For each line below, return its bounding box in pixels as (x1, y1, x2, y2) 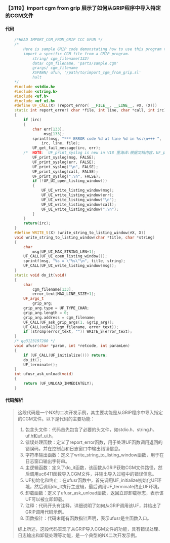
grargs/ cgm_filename (32, 65, 78, 70)
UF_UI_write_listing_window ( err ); (41, 192, 114, 198)
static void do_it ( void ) (14, 273, 67, 278)
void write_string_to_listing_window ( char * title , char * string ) (14, 235, 155, 240)
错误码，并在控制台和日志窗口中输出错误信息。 (25, 445, 123, 451)
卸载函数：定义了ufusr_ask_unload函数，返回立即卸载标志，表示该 (25, 490, 164, 496)
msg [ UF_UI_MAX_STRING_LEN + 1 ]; (32, 249, 96, 254)
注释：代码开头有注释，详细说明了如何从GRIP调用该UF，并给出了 (25, 502, 161, 509)
